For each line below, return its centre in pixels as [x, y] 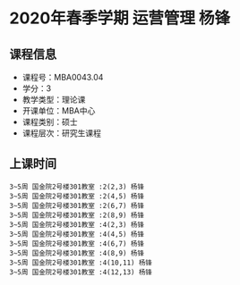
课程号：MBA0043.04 [63, 77]
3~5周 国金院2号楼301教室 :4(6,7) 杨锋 [77, 243]
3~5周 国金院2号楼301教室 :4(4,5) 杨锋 [77, 234]
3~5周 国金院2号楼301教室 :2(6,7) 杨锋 [77, 205]
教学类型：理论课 [54, 100]
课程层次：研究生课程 [61, 133]
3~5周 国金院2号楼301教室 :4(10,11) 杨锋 [81, 263]
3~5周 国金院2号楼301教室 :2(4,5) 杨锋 [77, 196]
